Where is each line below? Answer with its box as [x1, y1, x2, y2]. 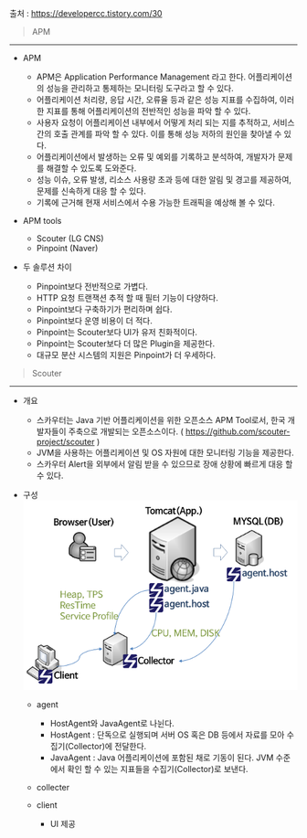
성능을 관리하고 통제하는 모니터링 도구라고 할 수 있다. [46, 83, 235, 93]
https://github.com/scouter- [185, 426, 291, 437]
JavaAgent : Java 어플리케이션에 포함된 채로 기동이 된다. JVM [49, 752, 274, 763]
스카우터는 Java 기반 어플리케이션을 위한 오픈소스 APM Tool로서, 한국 [36, 415, 286, 425]
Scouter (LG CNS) [36, 233, 104, 244]
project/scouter [36, 437, 95, 447]
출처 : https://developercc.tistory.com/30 [9, 8, 163, 18]
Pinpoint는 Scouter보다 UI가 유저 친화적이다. [36, 327, 198, 337]
